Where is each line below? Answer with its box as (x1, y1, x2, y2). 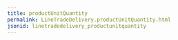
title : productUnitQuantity (7, 9, 88, 17)
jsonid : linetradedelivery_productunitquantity (7, 22, 147, 29)
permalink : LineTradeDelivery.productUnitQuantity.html (7, 16, 171, 23)
